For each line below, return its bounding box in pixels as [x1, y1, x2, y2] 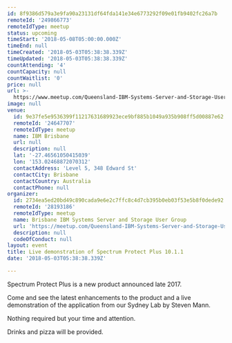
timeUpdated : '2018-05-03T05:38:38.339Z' [7, 55, 128, 62]
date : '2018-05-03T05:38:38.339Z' [7, 255, 107, 262]
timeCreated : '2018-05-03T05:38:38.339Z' [7, 49, 128, 56]
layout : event [7, 242, 48, 249]
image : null [7, 100, 41, 107]
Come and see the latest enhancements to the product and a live [7, 293, 191, 301]
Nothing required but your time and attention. [7, 314, 136, 322]
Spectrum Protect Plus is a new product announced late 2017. [7, 280, 182, 288]
